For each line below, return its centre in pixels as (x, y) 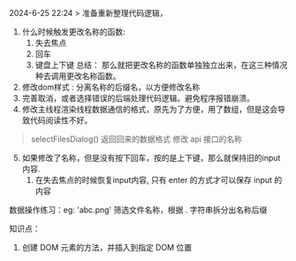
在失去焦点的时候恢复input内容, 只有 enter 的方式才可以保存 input (153, 180)
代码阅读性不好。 (61, 120)
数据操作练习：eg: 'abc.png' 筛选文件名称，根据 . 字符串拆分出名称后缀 (138, 210)
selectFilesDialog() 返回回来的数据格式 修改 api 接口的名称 (137, 139)
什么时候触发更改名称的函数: (73, 32)
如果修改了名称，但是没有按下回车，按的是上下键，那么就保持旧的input (151, 158)
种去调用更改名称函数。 (78, 76)
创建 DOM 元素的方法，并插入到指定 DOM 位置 (107, 247)
